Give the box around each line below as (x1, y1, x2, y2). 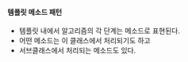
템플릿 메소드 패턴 (7, 7, 63, 16)
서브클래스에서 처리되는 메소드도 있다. (18, 46, 136, 55)
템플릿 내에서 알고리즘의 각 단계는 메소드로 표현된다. (18, 26, 180, 35)
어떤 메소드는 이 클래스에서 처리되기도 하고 (18, 36, 152, 46)
